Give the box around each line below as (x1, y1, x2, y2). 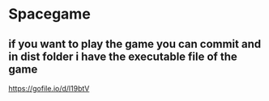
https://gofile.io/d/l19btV (8, 84, 90, 93)
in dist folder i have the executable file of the (8, 49, 237, 63)
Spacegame (8, 5, 91, 23)
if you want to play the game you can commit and (8, 37, 262, 51)
